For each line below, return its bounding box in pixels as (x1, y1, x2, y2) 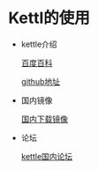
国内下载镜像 (20, 114, 68, 124)
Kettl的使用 (8, 8, 90, 28)
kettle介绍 (20, 39, 58, 49)
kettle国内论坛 (20, 151, 73, 161)
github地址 (20, 76, 61, 86)
